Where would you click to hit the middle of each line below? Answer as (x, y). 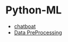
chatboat (25, 26)
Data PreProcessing (38, 32)
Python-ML (34, 10)
